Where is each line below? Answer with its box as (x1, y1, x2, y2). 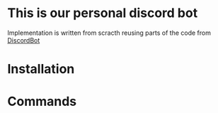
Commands (7, 94, 77, 109)
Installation (7, 61, 75, 77)
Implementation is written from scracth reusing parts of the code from (7, 28, 211, 37)
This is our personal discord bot (7, 5, 198, 21)
